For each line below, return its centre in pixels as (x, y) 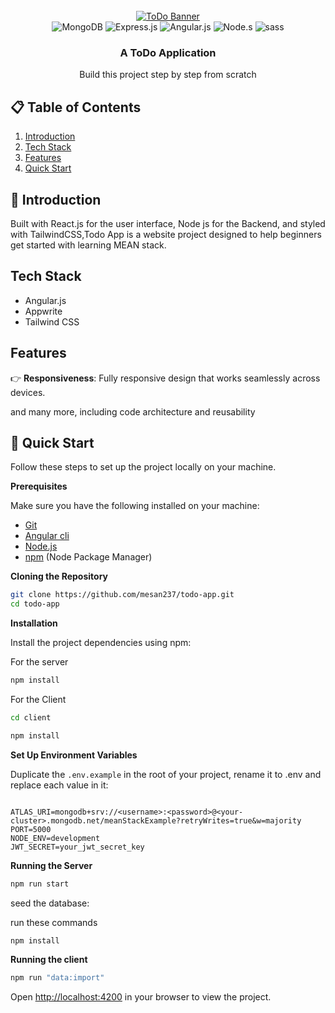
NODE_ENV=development (55, 838)
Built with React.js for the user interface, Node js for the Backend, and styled (168, 223)
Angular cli (47, 536)
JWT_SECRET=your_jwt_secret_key (77, 847)
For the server (39, 662)
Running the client (49, 960)
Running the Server (51, 865)
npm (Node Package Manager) (88, 557)
